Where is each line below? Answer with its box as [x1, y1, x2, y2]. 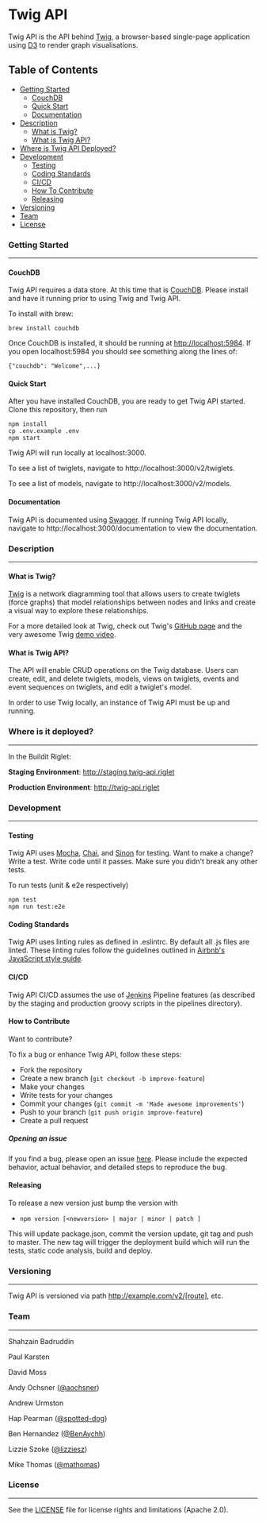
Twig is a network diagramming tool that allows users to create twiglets [8, 589, 241, 599]
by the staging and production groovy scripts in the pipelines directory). [8, 999, 243, 1008]
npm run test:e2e [8, 903, 66, 911]
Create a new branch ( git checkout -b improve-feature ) [19, 1073, 206, 1083]
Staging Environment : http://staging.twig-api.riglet [8, 767, 175, 776]
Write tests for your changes [19, 1090, 113, 1099]
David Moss [8, 1367, 47, 1377]
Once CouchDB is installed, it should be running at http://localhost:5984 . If [8, 338, 251, 348]
